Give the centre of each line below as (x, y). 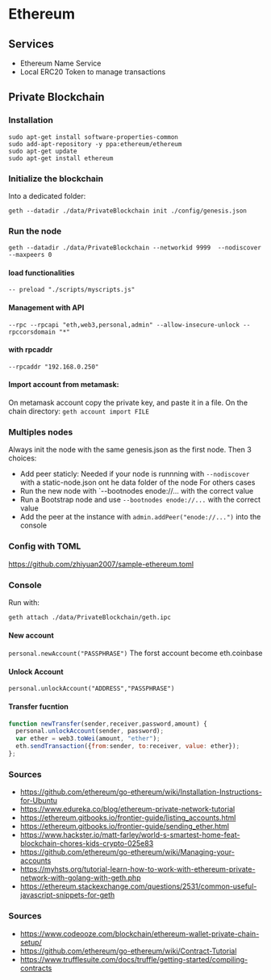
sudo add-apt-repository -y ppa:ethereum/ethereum (95, 144)
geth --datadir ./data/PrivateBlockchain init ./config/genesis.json (128, 211)
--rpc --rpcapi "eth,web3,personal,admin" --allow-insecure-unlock (124, 325)
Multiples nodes (41, 432)
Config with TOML (45, 546)
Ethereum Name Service (60, 63)
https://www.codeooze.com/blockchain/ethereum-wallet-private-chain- (140, 933)
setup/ (31, 942)
